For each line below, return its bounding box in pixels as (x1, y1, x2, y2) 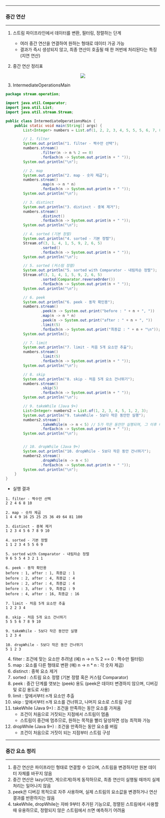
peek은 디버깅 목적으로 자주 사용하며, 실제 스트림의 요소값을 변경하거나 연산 (12, 789, 158, 795)
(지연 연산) (20, 53, 41, 59)
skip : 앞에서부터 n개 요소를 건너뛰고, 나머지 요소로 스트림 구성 (12, 699, 132, 705)
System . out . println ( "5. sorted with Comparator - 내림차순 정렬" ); (23, 268, 158, 273)
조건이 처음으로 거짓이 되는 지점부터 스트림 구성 (20, 730, 111, 736)
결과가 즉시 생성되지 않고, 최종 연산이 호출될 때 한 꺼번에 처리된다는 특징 (20, 47, 157, 53)
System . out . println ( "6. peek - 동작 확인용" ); (23, 300, 115, 304)
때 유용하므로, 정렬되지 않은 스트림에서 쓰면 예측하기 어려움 (12, 807, 125, 813)
